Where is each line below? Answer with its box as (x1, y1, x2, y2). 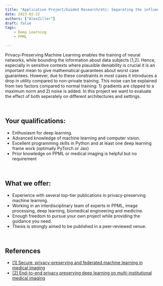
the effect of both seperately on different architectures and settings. (5, 93, 141, 99)
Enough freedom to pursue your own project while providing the (12, 213, 141, 219)
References (5, 247, 41, 255)
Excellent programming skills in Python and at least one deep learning (12, 140, 152, 146)
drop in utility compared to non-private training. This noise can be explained (5, 77, 157, 83)
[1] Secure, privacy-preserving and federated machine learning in (12, 260, 143, 266)
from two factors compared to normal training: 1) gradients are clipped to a (5, 83, 154, 89)
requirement (12, 155, 37, 161)
